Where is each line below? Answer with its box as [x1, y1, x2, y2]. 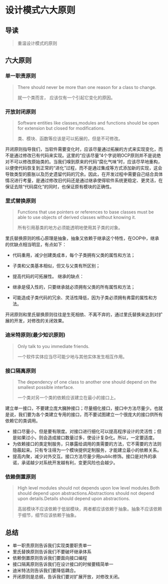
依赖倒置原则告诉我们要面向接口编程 [12, 554, 87, 560]
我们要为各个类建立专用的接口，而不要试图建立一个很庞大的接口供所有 [18, 411, 163, 417]
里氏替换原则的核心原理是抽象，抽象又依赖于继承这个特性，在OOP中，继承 [5, 235, 159, 241]
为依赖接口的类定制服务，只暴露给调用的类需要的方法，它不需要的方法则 [12, 440, 161, 446]
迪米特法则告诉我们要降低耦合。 [12, 567, 78, 573]
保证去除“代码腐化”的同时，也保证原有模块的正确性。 [5, 183, 114, 189]
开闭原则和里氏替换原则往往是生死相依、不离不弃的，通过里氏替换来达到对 [5, 311, 158, 317]
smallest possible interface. [17, 384, 74, 390]
